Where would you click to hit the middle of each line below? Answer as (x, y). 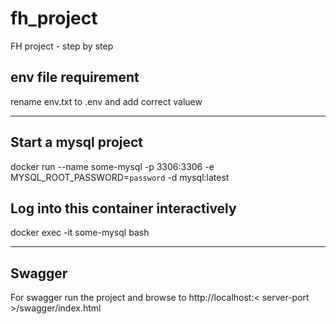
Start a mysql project (77, 142)
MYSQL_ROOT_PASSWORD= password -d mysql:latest (120, 177)
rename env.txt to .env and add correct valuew (106, 101)
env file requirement (75, 77)
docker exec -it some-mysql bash (80, 233)
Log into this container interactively (123, 208)
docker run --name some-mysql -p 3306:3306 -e (112, 166)
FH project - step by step (62, 46)
